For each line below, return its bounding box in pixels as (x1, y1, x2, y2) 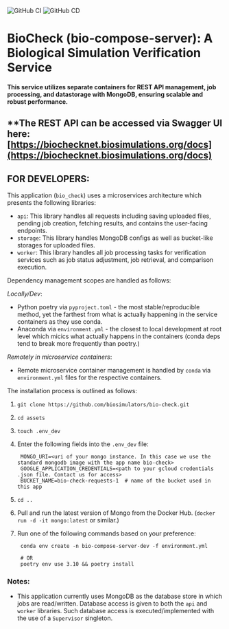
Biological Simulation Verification (7, 45, 201, 61)
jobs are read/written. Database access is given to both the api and (16, 599, 208, 608)
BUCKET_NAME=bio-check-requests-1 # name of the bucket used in (20, 477, 211, 484)
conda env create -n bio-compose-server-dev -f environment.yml (20, 542, 208, 549)
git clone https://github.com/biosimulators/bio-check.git (16, 401, 190, 408)
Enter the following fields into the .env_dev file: (16, 440, 149, 448)
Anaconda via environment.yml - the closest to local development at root (16, 324, 222, 333)
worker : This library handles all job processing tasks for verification (16, 248, 206, 256)
